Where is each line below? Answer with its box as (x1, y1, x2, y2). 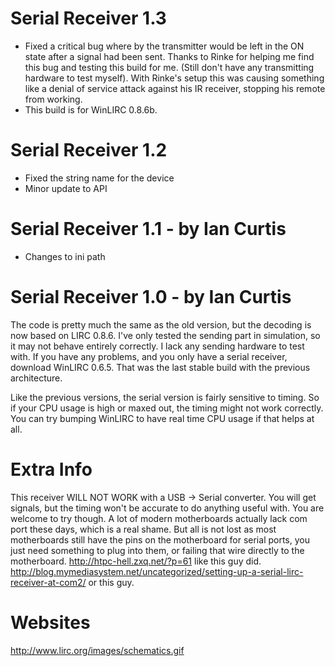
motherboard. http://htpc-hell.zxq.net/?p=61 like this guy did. (10, 555, 262, 567)
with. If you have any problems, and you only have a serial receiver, (10, 350, 288, 362)
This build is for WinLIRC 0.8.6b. (24, 103, 158, 116)
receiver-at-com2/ (10, 576, 87, 588)
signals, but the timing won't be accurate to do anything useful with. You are (10, 502, 325, 514)
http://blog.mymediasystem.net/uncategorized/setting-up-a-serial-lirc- (10, 565, 304, 577)
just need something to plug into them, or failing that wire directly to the (10, 544, 305, 556)
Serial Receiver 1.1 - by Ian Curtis (10, 218, 287, 241)
